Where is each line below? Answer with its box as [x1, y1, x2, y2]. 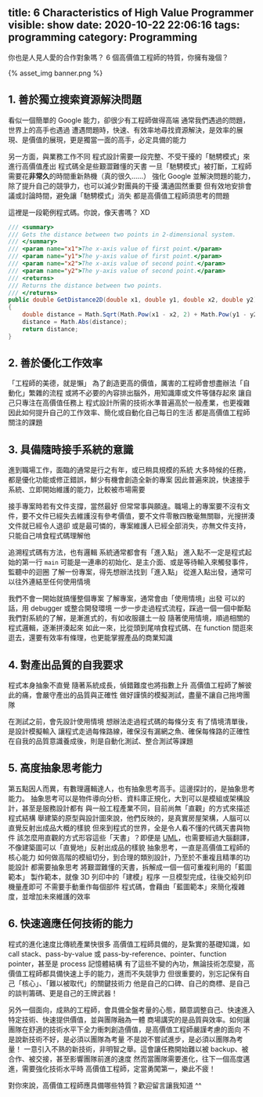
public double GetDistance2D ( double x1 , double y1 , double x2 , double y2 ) [8, 296, 258, 304]
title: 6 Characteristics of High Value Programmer [8, 6, 254, 20]
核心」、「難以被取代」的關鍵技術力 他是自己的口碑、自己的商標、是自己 [21, 979, 250, 988]
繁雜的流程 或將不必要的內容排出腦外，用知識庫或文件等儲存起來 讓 [28, 388, 245, 398]
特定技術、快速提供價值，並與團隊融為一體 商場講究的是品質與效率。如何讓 [8, 1015, 250, 1024]
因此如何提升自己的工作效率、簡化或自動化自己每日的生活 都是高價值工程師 [8, 408, 250, 417]
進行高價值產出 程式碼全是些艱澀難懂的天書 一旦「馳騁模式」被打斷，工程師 [8, 161, 252, 171]
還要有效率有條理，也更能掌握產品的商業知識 [28, 633, 173, 643]
